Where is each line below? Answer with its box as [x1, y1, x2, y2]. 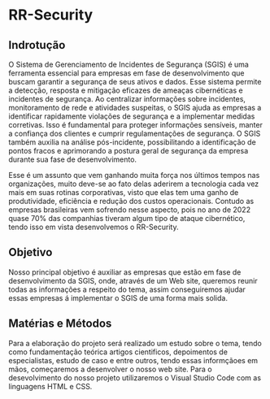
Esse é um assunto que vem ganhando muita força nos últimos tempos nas [8, 171, 260, 180]
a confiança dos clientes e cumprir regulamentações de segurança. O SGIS [8, 128, 261, 138]
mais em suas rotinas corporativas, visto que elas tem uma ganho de [8, 188, 239, 197]
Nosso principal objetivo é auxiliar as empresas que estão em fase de [8, 267, 242, 277]
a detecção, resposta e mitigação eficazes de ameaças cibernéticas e [8, 85, 243, 95]
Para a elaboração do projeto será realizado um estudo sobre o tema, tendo [8, 338, 263, 348]
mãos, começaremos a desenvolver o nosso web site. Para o [8, 364, 213, 374]
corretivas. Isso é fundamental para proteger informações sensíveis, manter [8, 120, 263, 129]
